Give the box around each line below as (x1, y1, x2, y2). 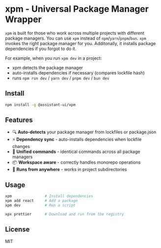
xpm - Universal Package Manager (5, 3, 149, 15)
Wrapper (5, 14, 42, 25)
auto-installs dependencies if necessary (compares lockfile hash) (12, 70, 145, 75)
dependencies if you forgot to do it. (5, 46, 77, 51)
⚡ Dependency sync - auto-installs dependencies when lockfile (12, 136, 142, 143)
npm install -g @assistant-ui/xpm (5, 102, 76, 107)
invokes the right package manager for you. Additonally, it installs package (5, 40, 156, 46)
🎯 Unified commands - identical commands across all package (12, 149, 140, 155)
